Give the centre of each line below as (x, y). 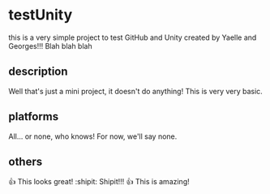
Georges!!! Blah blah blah (50, 45)
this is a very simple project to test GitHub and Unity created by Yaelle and (133, 37)
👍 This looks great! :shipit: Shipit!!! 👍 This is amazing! (99, 182)
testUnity (41, 15)
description (38, 72)
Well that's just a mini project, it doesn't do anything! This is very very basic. (136, 91)
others (26, 161)
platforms (34, 116)
